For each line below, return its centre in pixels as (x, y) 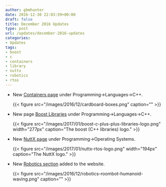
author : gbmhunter (25, 10)
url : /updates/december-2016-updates (45, 33)
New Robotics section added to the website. (59, 164)
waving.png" (26, 179)
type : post (17, 29)
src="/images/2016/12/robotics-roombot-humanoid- (89, 173)
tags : (11, 47)
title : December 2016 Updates (37, 24)
